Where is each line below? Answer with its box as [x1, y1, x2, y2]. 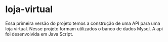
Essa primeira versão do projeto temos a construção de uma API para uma [5, 20, 160, 26]
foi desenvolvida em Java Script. [5, 31, 73, 37]
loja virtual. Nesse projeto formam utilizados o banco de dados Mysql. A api [5, 25, 163, 31]
